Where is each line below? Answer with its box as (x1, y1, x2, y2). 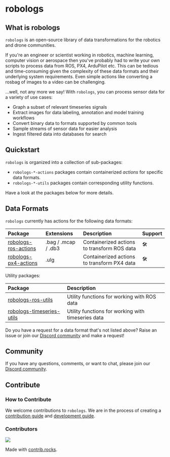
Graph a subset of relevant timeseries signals (12, 104, 107, 110)
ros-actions (8, 245, 36, 252)
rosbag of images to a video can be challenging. (5, 79, 106, 85)
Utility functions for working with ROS (67, 293, 156, 300)
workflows (12, 115, 35, 121)
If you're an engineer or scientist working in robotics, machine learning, (5, 52, 154, 58)
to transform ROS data (82, 245, 136, 252)
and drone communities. (5, 42, 56, 48)
